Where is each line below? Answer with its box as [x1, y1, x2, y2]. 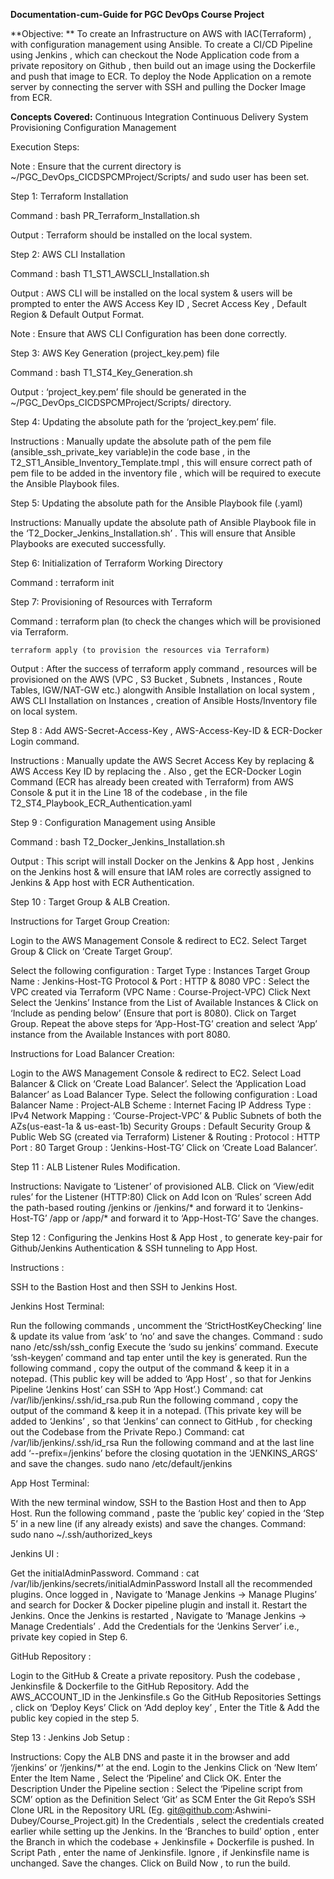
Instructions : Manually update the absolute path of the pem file [10, 435, 272, 447]
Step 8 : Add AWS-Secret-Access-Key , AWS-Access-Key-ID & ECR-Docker [10, 725, 323, 736]
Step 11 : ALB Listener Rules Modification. [10, 1161, 181, 1173]
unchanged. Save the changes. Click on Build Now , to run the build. [10, 1857, 291, 1869]
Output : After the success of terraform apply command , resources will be [10, 663, 318, 674]
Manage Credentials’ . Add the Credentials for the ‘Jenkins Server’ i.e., [10, 1620, 300, 1632]
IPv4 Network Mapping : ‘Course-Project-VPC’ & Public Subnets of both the [10, 1110, 322, 1121]
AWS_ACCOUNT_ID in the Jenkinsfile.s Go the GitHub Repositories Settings [10, 1691, 322, 1703]
